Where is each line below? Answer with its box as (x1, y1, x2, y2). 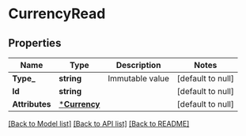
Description (115, 60, 161, 70)
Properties (8, 36, 62, 50)
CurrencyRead (8, 5, 106, 23)
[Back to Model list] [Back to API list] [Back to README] (8, 119, 190, 128)
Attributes (12, 99, 51, 109)
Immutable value (108, 73, 170, 84)
